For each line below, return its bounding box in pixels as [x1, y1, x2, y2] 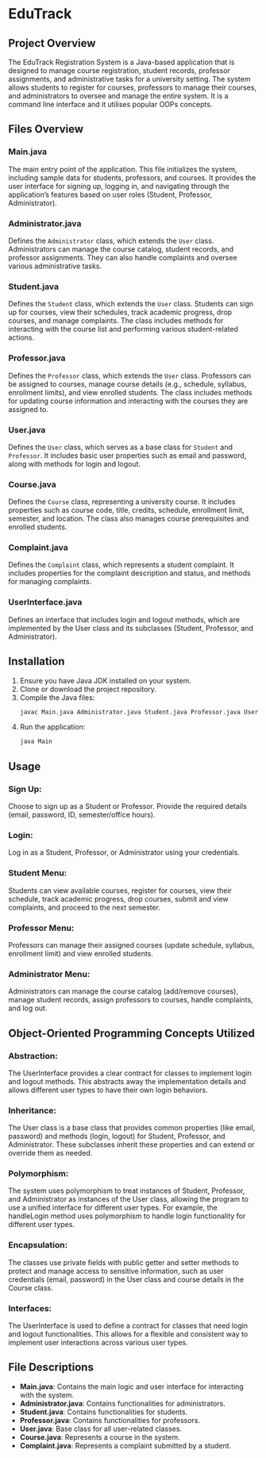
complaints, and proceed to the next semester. [8, 902, 161, 912]
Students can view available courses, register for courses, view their [8, 886, 233, 895]
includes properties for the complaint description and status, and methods [8, 568, 252, 578]
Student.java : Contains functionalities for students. [19, 1406, 188, 1417]
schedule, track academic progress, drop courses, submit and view [8, 894, 229, 903]
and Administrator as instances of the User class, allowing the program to [8, 1194, 249, 1204]
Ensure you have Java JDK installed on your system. [19, 675, 192, 685]
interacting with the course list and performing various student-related [8, 325, 238, 334]
